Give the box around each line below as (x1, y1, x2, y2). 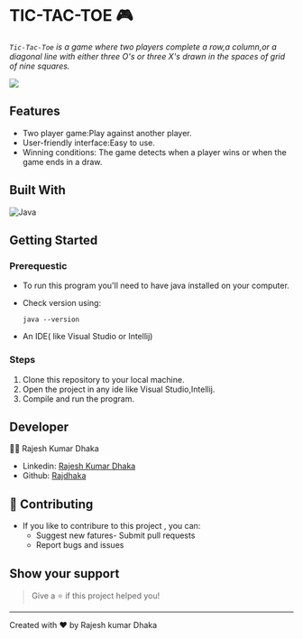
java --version (22, 315, 80, 324)
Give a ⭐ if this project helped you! (31, 590, 161, 601)
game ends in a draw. (22, 156, 103, 167)
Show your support (9, 566, 120, 581)
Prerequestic (9, 259, 68, 272)
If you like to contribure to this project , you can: (22, 521, 201, 532)
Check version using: (22, 298, 102, 309)
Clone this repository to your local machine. (22, 374, 185, 384)
